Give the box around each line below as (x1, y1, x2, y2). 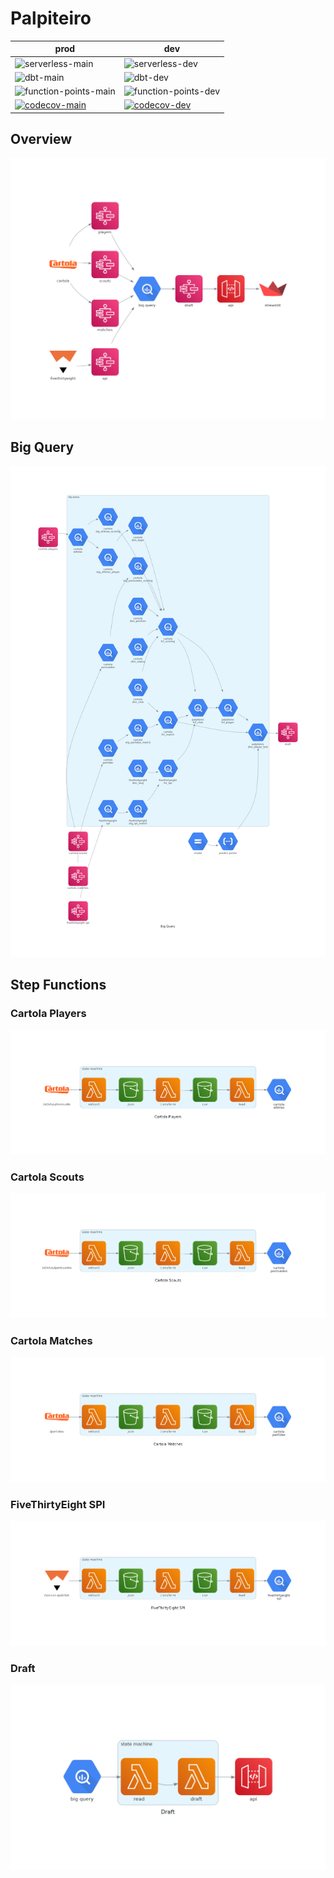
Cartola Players (10, 1007, 87, 1021)
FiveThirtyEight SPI (10, 1497, 106, 1511)
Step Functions (10, 977, 107, 994)
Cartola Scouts (10, 1170, 85, 1184)
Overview (10, 131, 73, 148)
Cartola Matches (10, 1333, 93, 1347)
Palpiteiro (10, 7, 92, 30)
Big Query (10, 439, 75, 456)
